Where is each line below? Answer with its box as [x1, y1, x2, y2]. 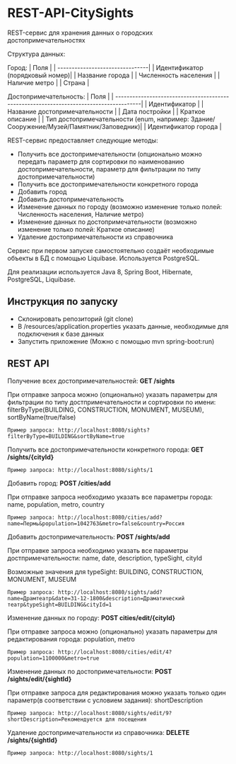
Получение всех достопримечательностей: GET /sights [7, 376, 175, 385]
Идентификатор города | [147, 122, 222, 130]
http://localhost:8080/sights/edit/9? [57, 709, 172, 717]
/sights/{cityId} [7, 452, 54, 461]
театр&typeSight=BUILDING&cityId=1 [7, 601, 112, 608]
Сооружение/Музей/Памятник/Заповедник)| [7, 122, 143, 130]
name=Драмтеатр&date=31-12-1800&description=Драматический [7, 595, 185, 602]
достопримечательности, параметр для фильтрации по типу [17, 164, 201, 173]
